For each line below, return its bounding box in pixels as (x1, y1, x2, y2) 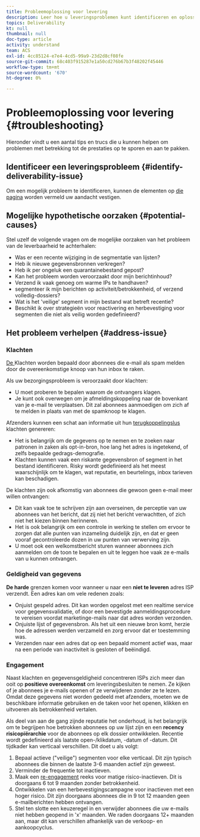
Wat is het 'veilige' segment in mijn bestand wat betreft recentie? (14, 298, 174, 305)
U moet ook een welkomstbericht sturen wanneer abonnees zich (14, 543, 174, 550)
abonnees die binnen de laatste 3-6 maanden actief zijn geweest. (14, 760, 176, 767)
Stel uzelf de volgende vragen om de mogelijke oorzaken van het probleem (6, 236, 190, 243)
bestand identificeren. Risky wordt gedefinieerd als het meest (14, 462, 166, 469)
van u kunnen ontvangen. (14, 555, 78, 562)
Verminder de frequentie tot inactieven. (14, 767, 111, 774)
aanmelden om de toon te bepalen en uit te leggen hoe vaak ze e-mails (14, 549, 189, 556)
